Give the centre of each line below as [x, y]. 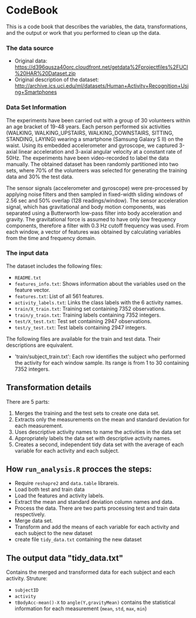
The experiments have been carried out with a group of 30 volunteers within [98, 120]
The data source [30, 48]
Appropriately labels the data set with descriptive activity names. [93, 438]
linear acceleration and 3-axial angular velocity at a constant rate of [100, 151]
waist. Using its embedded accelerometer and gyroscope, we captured [92, 145]
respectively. [30, 514]
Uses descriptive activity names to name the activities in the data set [98, 432]
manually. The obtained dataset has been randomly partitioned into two [92, 164]
